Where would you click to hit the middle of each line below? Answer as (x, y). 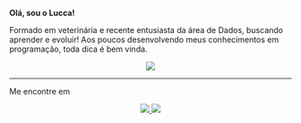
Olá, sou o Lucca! (42, 13)
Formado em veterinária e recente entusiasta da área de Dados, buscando (146, 30)
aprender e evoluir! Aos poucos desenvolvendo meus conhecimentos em (144, 40)
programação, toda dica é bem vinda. (78, 49)
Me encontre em (39, 91)
